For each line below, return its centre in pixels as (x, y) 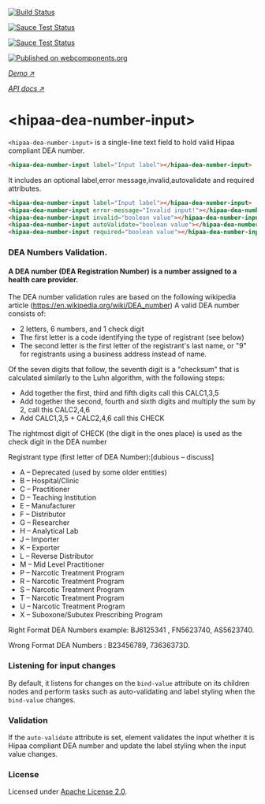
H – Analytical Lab (49, 531)
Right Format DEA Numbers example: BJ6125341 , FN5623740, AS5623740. (131, 630)
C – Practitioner (45, 489)
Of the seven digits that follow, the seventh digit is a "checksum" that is (124, 370)
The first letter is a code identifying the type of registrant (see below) (132, 337)
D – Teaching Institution (58, 497)
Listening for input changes (62, 666)
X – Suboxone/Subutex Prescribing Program (91, 615)
